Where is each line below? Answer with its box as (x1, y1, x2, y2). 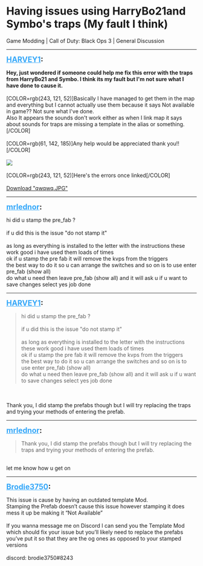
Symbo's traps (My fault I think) (6, 17, 168, 31)
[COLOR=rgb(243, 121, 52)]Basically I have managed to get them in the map (6, 95, 195, 102)
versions (6, 541, 28, 548)
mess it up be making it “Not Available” (6, 509, 103, 516)
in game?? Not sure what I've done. (6, 107, 95, 115)
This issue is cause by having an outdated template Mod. (6, 496, 148, 504)
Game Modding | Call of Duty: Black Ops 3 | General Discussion (6, 37, 165, 44)
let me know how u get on (6, 464, 71, 471)
